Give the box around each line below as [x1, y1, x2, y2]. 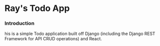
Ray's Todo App [4, 3, 70, 14]
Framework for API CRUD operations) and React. [4, 36, 102, 42]
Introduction [4, 20, 35, 27]
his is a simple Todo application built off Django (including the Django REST [4, 31, 156, 36]
